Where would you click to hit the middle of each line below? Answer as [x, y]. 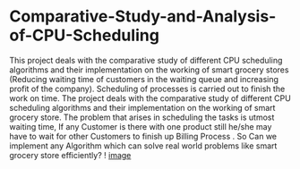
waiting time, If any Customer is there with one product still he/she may [141, 126]
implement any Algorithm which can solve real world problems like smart [143, 146]
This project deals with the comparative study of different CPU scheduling [146, 60]
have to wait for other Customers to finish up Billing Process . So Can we [143, 136]
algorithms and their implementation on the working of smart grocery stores [149, 70]
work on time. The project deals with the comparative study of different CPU [150, 98]
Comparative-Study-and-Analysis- [143, 17]
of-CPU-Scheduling [84, 35]
